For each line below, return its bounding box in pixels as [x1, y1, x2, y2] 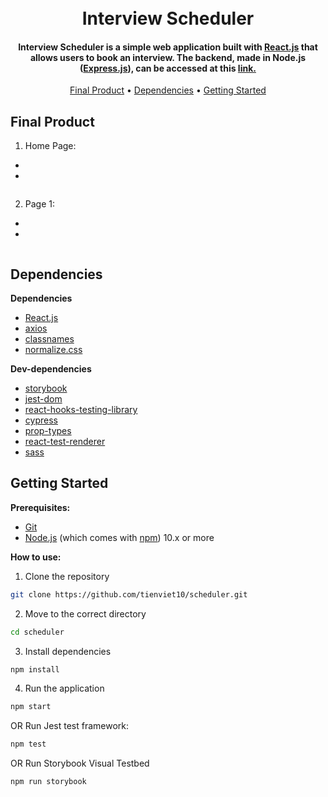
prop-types [24, 425, 72, 437]
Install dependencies [24, 645, 112, 657]
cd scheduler [10, 627, 65, 637]
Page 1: [24, 198, 56, 210]
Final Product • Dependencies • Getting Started [69, 84, 267, 96]
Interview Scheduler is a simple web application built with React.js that [18, 41, 318, 53]
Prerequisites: [10, 501, 71, 513]
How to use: [10, 551, 62, 563]
